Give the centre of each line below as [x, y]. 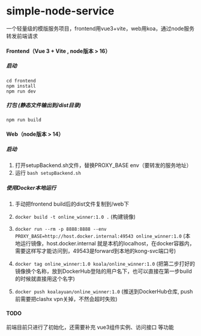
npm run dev [21, 91]
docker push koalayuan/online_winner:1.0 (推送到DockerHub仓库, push [104, 292]
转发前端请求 [22, 36]
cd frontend [21, 81]
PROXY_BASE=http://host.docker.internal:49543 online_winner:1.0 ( [100, 236]
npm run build [24, 120]
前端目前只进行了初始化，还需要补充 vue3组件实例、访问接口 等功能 [90, 327]
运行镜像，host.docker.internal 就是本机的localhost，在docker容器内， [107, 243]
